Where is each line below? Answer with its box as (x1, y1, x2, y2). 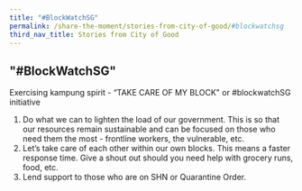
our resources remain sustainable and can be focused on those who (22, 123, 277, 135)
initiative (9, 96, 41, 108)
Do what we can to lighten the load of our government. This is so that (22, 114, 279, 125)
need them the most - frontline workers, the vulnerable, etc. (22, 133, 245, 144)
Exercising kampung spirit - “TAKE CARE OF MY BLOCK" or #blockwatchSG (9, 87, 291, 98)
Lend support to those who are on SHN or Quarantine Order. (22, 172, 247, 183)
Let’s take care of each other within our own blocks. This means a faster (22, 143, 291, 154)
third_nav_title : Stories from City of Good (9, 30, 179, 39)
